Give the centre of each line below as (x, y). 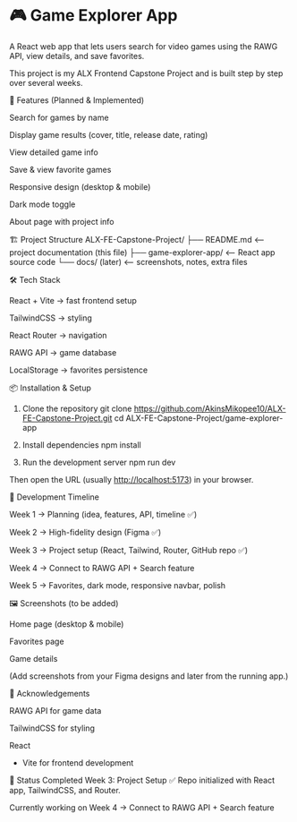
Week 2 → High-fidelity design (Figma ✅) (85, 532)
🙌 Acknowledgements (50, 693)
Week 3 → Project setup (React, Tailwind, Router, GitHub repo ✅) (129, 550)
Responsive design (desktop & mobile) (80, 186)
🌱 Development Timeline (55, 497)
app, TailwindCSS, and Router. (65, 790)
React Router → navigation (58, 335)
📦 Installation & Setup (51, 388)
